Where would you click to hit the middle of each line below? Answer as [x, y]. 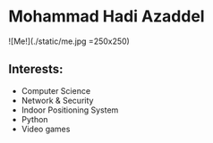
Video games [46, 129]
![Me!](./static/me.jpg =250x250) [69, 41]
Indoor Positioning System [70, 110]
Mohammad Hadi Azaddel [106, 17]
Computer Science [56, 90]
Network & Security [57, 100]
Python [34, 119]
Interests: [36, 69]
